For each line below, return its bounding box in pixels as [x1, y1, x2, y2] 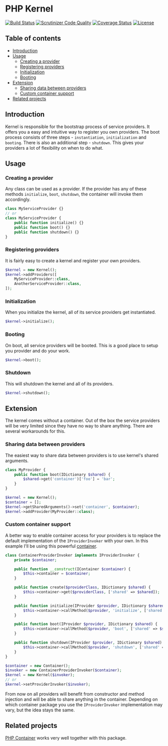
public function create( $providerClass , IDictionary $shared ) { [14, 585, 151, 590]
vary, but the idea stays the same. [5, 707, 75, 713]
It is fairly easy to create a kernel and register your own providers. [5, 257, 141, 264]
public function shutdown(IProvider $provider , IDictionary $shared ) [14, 640, 162, 646]
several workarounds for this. [5, 428, 66, 435]
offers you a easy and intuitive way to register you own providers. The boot [5, 129, 160, 135]
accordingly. [5, 196, 31, 202]
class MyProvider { [5, 467, 46, 472]
